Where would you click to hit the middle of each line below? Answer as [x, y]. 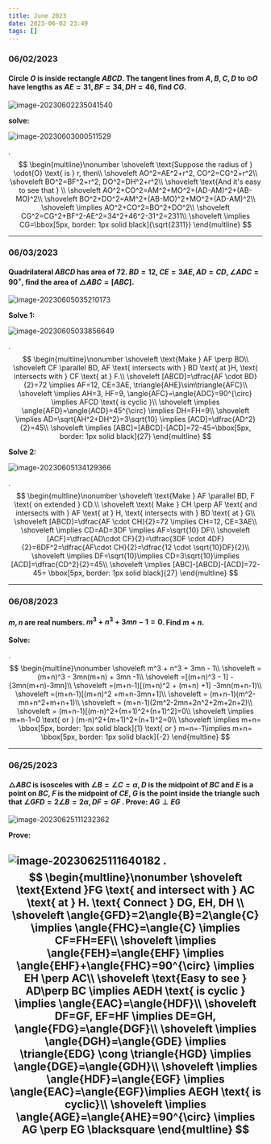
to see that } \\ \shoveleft [60, 190]
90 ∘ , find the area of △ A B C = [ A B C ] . [71, 281]
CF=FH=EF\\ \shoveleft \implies [135, 940]
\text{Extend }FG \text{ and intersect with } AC [135, 889]
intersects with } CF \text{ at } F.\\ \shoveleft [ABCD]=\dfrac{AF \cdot [128, 377]
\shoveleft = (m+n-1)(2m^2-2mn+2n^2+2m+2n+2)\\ [167, 703]
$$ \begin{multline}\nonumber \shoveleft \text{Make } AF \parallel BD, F [135, 496]
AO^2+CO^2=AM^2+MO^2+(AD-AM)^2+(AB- [177, 190]
